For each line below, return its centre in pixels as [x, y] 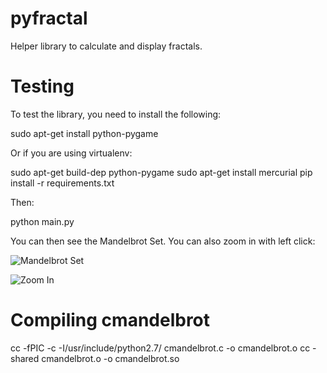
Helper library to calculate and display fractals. [106, 46]
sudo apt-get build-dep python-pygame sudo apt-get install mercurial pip [161, 172]
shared [25, 358]
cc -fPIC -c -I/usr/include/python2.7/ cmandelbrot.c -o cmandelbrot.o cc [160, 348]
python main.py [42, 221]
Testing [42, 86]
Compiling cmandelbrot [110, 320]
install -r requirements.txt [62, 183]
